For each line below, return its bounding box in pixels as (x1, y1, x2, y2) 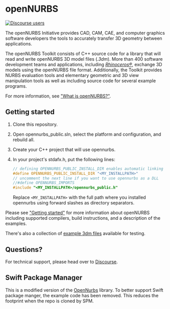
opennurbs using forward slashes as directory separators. (12, 200, 135, 206)
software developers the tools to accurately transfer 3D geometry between (5, 35, 162, 41)
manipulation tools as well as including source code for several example (5, 78, 156, 84)
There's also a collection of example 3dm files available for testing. (5, 230, 146, 237)
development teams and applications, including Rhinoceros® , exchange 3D (5, 61, 162, 67)
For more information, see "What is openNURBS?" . (5, 93, 111, 99)
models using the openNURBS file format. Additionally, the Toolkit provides (5, 67, 162, 73)
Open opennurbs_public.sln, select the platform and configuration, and (12, 131, 161, 137)
